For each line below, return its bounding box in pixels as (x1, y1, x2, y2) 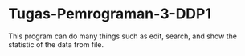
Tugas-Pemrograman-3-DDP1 (8, 5, 211, 23)
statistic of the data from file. (8, 39, 104, 49)
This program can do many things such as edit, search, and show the (8, 31, 237, 41)
